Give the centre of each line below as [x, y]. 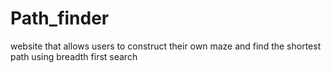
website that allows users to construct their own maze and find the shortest [166, 46]
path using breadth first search [74, 56]
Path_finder [60, 18]
